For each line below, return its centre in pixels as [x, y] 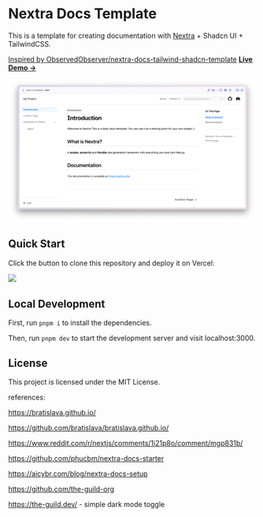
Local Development [57, 304]
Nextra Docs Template [83, 14]
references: [27, 397]
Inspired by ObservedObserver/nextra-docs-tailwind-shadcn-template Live [131, 59]
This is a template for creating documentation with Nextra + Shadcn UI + [126, 36]
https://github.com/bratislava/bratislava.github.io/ [89, 428]
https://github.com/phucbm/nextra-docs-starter [86, 459]
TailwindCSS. [30, 43]
